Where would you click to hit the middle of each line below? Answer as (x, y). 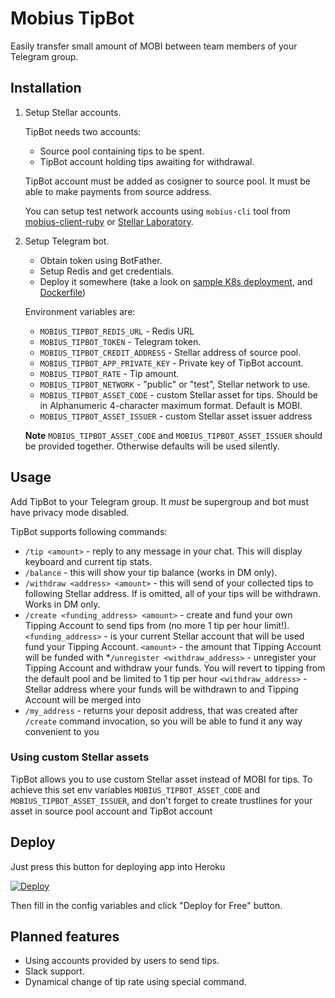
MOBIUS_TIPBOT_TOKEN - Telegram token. (120, 341)
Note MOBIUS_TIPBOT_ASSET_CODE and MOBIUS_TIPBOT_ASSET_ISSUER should (173, 435)
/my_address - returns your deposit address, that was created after (161, 710)
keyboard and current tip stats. (88, 561)
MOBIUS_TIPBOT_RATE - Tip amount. (109, 373)
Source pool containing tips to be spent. (122, 151)
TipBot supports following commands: (89, 531)
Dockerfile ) (63, 292)
